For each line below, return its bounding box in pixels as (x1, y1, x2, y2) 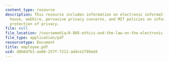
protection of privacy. (10, 21, 59, 26)
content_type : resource (5, 7, 55, 12)
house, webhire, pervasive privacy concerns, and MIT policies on (10, 16, 152, 21)
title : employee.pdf (5, 44, 49, 49)
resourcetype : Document (5, 40, 55, 45)
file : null (5, 26, 28, 31)
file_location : (5, 30, 37, 35)
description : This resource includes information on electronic (5, 12, 143, 17)
